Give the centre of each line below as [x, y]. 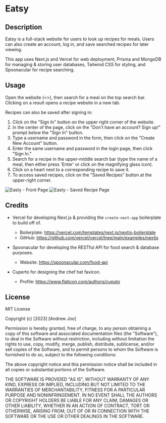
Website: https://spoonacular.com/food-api [64, 262]
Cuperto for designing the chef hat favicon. [56, 272]
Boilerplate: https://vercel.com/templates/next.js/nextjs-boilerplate [88, 232]
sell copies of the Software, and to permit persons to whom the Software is [82, 349]
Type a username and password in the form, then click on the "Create [83, 138]
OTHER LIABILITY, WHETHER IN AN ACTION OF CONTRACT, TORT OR [77, 406]
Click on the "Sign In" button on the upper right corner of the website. [83, 122]
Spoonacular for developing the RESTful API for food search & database [86, 247]
